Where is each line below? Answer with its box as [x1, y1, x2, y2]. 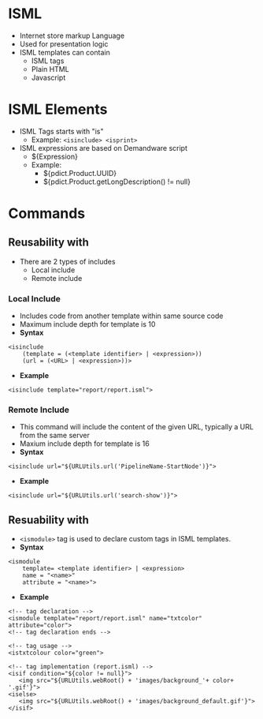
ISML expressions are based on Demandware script [19, 143, 187, 152]
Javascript [31, 73, 66, 82]
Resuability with [8, 513, 89, 526]
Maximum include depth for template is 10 [19, 320, 156, 329]
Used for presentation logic [19, 39, 109, 48]
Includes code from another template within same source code [19, 311, 224, 320]
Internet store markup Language [19, 31, 124, 40]
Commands [8, 204, 86, 223]
